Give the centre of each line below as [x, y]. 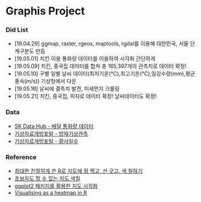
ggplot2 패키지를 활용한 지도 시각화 [56, 186]
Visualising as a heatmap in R [51, 193]
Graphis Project [45, 11]
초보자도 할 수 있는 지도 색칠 [47, 179]
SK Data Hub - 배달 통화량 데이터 [54, 126]
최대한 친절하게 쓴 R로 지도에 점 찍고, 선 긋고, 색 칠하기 [78, 171]
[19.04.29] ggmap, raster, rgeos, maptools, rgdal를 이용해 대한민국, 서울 [101, 44]
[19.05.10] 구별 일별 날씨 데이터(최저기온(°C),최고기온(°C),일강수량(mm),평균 [105, 74]
